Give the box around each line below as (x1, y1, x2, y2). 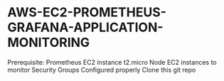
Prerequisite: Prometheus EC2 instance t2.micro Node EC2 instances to (7, 58, 217, 66)
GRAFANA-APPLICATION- (7, 19, 164, 36)
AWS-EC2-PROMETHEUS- (7, 4, 167, 21)
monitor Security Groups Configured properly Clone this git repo (7, 65, 196, 74)
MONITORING (7, 35, 90, 50)
